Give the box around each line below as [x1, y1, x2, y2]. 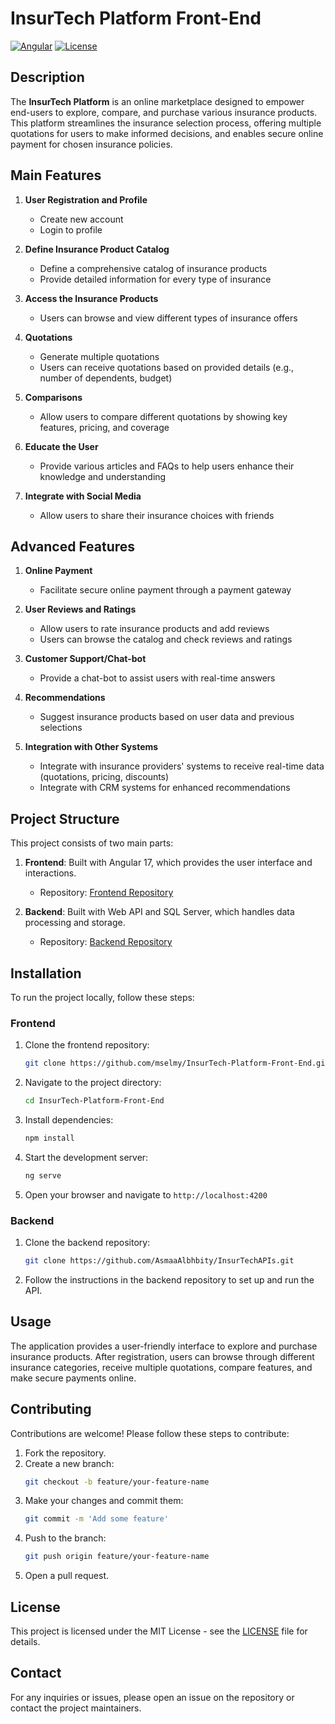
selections [39, 722, 83, 734]
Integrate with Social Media [24, 490, 142, 502]
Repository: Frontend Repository [39, 887, 174, 899]
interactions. [24, 867, 77, 879]
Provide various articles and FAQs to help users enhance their [39, 460, 295, 472]
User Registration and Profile [24, 193, 148, 206]
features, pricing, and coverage [39, 421, 170, 433]
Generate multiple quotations [39, 350, 160, 362]
